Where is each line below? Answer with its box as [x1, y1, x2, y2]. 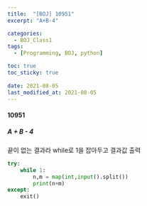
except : [7, 186, 31, 194]
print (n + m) [33, 180, 65, 187]
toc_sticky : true [7, 69, 59, 76]
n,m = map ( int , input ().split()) [33, 173, 129, 180]
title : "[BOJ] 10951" [7, 10, 75, 18]
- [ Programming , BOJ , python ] [13, 50, 103, 57]
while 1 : [20, 166, 46, 174]
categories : [7, 30, 43, 37]
